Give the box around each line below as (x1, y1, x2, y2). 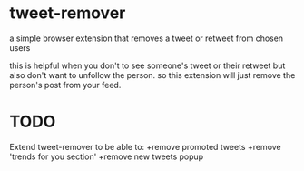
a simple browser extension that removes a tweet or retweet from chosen (9, 33, 284, 44)
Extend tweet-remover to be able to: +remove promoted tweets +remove (9, 141, 281, 152)
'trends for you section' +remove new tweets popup (9, 151, 204, 162)
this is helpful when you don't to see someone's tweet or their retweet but (9, 60, 286, 71)
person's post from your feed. (9, 79, 122, 90)
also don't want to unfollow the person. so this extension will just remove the (9, 69, 296, 80)
